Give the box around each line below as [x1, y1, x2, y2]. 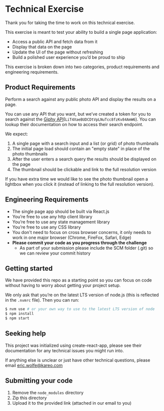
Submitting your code [5, 377, 73, 385]
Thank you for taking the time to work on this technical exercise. [5, 20, 135, 26]
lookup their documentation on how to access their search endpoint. [5, 121, 143, 127]
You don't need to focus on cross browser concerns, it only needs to [12, 229, 151, 235]
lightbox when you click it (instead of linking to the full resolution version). [5, 181, 155, 187]
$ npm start [5, 316, 29, 321]
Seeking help [5, 330, 46, 338]
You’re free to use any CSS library [12, 224, 81, 230]
